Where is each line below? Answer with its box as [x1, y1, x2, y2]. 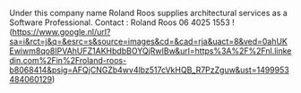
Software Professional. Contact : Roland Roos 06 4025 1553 [9, 17, 230, 28]
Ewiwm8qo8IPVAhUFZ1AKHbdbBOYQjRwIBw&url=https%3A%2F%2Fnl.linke [9, 46, 292, 56]
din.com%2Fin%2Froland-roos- [9, 55, 127, 65]
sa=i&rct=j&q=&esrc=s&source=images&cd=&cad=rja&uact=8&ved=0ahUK [9, 36, 288, 46]
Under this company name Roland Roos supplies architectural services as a [9, 8, 288, 18]
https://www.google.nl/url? [12, 27, 111, 37]
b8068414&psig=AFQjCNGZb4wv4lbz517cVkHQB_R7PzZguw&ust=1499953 [9, 64, 289, 75]
